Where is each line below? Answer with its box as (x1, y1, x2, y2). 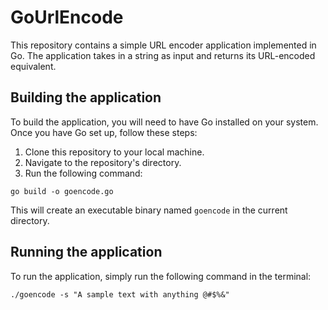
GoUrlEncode (10, 6, 124, 29)
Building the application (10, 89, 162, 106)
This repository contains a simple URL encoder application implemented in (10, 39, 317, 51)
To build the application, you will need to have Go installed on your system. (10, 116, 319, 128)
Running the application (10, 244, 163, 261)
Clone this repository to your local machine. (24, 146, 205, 158)
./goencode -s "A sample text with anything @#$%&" (10, 289, 230, 300)
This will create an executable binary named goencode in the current (10, 204, 288, 216)
